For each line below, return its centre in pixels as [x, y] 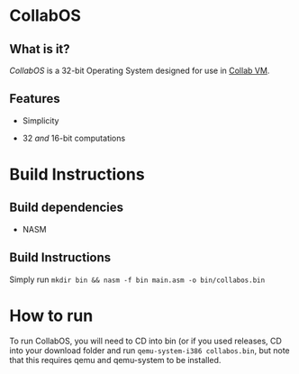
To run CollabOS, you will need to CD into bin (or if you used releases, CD [145, 341]
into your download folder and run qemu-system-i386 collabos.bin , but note [149, 350]
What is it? [40, 49]
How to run [51, 315]
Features [35, 99]
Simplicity [41, 120]
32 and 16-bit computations [74, 138]
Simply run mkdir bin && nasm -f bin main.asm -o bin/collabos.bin [137, 279]
